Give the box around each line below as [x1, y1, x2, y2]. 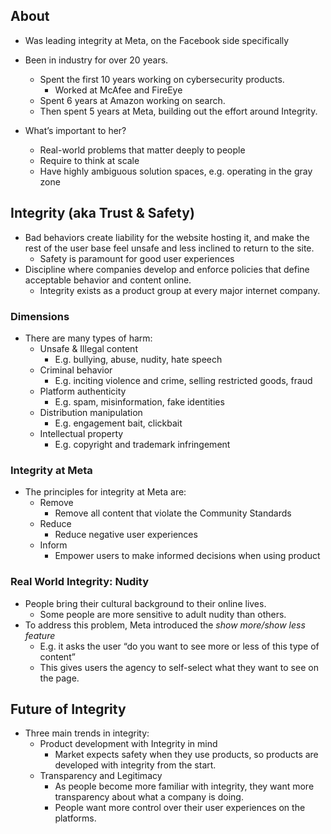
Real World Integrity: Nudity [10, 575, 149, 589]
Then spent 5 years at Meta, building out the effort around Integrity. [39, 105, 318, 117]
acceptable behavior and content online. [24, 274, 192, 286]
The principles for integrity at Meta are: [24, 486, 187, 498]
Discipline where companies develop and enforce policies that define [24, 263, 310, 275]
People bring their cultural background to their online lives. [24, 597, 267, 609]
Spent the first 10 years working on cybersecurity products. [39, 73, 285, 85]
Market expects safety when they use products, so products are [54, 749, 319, 761]
